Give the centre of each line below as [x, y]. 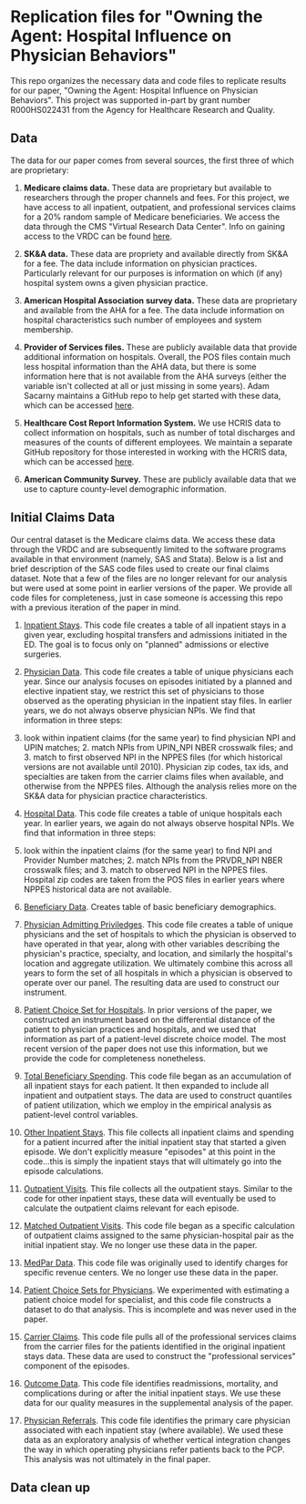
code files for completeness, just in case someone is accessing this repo [147, 598]
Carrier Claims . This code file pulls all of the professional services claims [160, 1336]
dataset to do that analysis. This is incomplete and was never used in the [160, 1309]
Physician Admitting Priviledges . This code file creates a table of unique [158, 924]
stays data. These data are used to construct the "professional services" [160, 1356]
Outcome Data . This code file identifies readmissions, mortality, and [151, 1383]
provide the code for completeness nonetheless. [114, 1058]
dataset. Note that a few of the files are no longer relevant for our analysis [149, 578]
